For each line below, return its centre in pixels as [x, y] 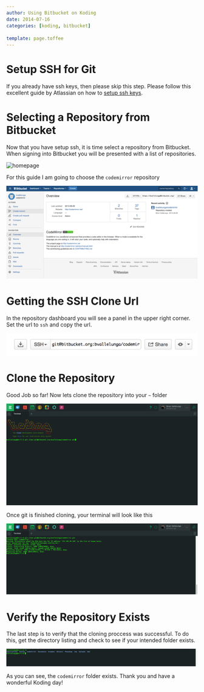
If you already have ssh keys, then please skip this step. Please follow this [99, 86]
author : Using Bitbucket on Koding [51, 13]
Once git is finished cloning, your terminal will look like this [80, 515]
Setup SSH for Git [51, 69]
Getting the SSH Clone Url [73, 301]
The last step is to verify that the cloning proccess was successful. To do [98, 634]
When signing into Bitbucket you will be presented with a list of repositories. [101, 154]
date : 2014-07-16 [28, 19]
